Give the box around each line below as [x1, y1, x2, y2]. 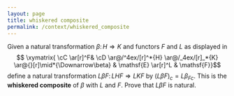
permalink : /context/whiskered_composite [7, 23, 130, 30]
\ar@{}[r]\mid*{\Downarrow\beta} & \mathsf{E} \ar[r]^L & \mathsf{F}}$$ [13, 61, 221, 69]
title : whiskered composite [7, 17, 89, 24]
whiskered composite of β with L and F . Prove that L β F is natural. [7, 81, 197, 90]
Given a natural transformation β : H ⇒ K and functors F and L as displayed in [7, 43, 228, 51]
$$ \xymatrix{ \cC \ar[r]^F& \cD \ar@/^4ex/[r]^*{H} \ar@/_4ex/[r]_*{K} [16, 53, 219, 62]
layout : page [7, 10, 45, 18]
